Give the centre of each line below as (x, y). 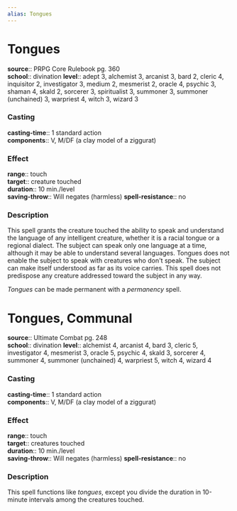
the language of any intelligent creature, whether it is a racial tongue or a (114, 238)
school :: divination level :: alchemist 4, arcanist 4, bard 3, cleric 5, (103, 346)
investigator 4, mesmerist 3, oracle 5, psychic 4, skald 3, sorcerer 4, (106, 353)
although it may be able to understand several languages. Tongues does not (118, 253)
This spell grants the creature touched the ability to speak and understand (116, 231)
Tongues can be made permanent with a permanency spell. (94, 290)
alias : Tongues (30, 14)
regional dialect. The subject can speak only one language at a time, (107, 246)
